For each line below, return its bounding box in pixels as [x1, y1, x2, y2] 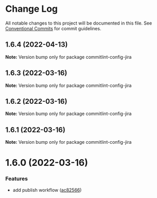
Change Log [5, 3, 58, 15]
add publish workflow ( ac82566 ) [12, 187, 82, 193]
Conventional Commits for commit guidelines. [5, 25, 101, 31]
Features [5, 175, 28, 182]
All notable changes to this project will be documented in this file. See [5, 20, 152, 26]
